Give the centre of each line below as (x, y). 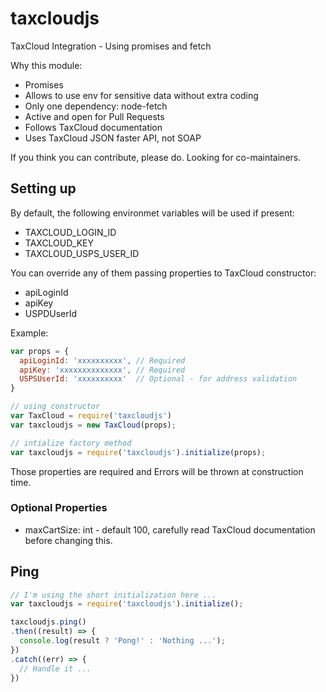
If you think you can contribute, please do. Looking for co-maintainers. (156, 157)
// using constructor (55, 407)
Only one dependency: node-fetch (96, 106)
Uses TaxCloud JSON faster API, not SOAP (113, 138)
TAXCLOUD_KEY (59, 243)
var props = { (40, 351)
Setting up (43, 188)
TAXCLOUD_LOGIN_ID (70, 232)
